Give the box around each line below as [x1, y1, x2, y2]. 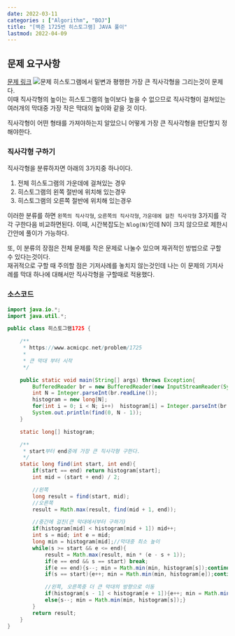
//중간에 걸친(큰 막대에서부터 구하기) [32, 519, 127, 526]
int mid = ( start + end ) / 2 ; [32, 474, 120, 481]
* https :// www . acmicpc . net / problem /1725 [22, 345, 142, 352]
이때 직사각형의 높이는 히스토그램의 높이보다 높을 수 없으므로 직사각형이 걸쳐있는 [7, 95, 226, 104]
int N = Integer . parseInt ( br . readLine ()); [32, 390, 158, 397]
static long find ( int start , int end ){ [20, 461, 136, 468]
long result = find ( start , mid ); [32, 493, 130, 500]
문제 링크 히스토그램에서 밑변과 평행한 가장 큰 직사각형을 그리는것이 [7, 78, 211, 86]
